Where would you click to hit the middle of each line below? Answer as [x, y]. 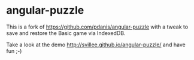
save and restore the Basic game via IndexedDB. [66, 33]
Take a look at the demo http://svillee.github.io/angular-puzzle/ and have [96, 45]
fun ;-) [14, 50]
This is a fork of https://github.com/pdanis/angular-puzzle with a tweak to [97, 27]
